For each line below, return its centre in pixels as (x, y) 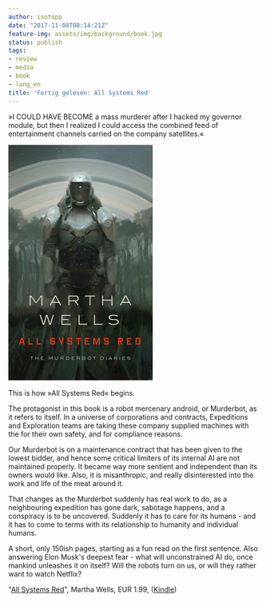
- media (21, 68)
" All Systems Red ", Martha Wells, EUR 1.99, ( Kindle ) (93, 589)
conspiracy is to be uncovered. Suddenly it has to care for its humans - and (132, 516)
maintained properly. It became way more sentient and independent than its (133, 466)
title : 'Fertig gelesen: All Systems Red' (80, 93)
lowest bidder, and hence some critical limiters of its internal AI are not (124, 458)
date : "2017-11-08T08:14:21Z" (59, 25)
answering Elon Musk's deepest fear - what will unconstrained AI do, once (131, 556)
